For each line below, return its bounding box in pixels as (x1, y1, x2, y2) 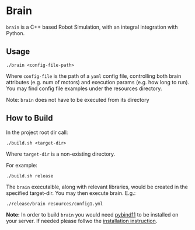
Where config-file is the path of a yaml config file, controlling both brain (6, 72, 182, 80)
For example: (6, 162, 38, 169)
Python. (6, 29, 25, 36)
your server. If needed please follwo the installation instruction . (6, 217, 158, 224)
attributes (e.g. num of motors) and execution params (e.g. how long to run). (6, 78, 190, 85)
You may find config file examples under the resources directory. (6, 85, 162, 92)
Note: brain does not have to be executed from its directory (6, 96, 150, 103)
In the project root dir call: (6, 129, 68, 136)
